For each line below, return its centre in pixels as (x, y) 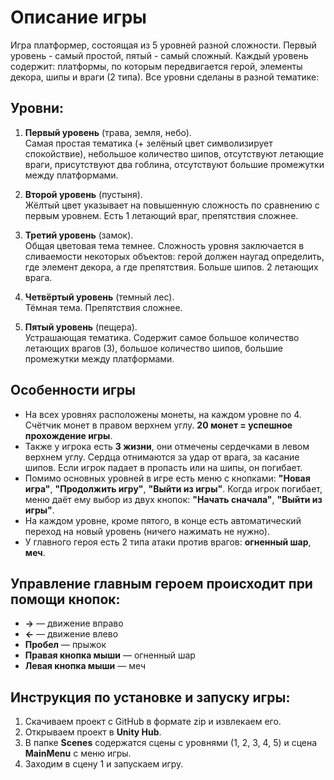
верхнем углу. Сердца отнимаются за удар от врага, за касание (162, 457)
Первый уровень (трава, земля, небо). (108, 132)
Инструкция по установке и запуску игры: (150, 697)
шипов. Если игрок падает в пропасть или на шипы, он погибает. (163, 467)
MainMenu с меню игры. (78, 753)
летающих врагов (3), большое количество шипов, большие (153, 348)
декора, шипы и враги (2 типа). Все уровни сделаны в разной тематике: (165, 77)
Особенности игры (73, 390)
